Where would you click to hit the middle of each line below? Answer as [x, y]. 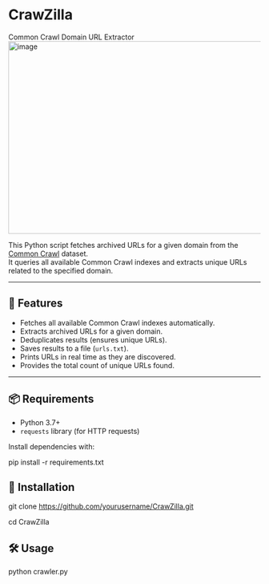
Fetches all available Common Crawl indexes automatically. [117, 322]
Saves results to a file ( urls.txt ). [74, 348]
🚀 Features [36, 304]
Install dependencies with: [52, 446]
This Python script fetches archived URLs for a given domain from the [123, 245]
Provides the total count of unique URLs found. [97, 365]
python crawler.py [38, 572]
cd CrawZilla [29, 522]
